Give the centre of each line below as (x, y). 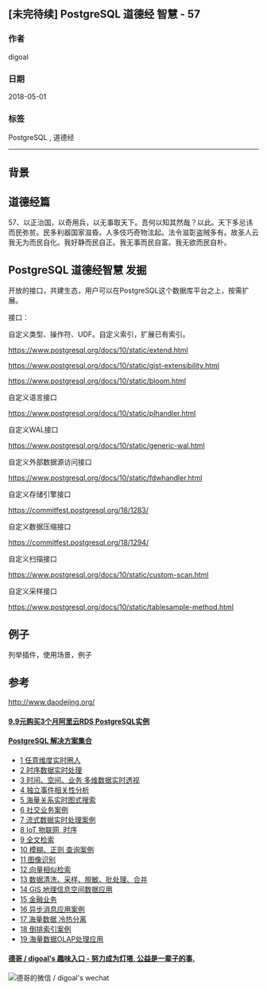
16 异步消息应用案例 (52, 909)
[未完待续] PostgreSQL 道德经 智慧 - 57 (104, 14)
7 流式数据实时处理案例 (58, 819)
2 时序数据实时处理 (51, 770)
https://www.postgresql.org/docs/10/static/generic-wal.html (106, 446)
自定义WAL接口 (33, 430)
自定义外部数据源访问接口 (50, 462)
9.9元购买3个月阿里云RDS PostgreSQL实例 (79, 721)
